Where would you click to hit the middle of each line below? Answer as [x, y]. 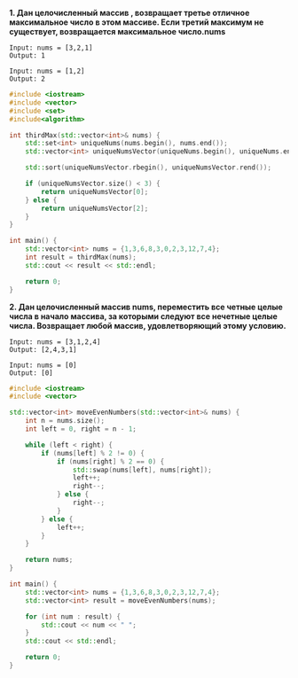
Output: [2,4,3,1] [43, 349]
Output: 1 [27, 56]
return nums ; [49, 560]
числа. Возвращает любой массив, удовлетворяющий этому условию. [148, 325]
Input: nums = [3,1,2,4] [55, 342]
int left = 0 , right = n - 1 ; [81, 429]
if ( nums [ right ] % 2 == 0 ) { [110, 461]
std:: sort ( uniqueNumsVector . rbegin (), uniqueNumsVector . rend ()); [149, 168]
